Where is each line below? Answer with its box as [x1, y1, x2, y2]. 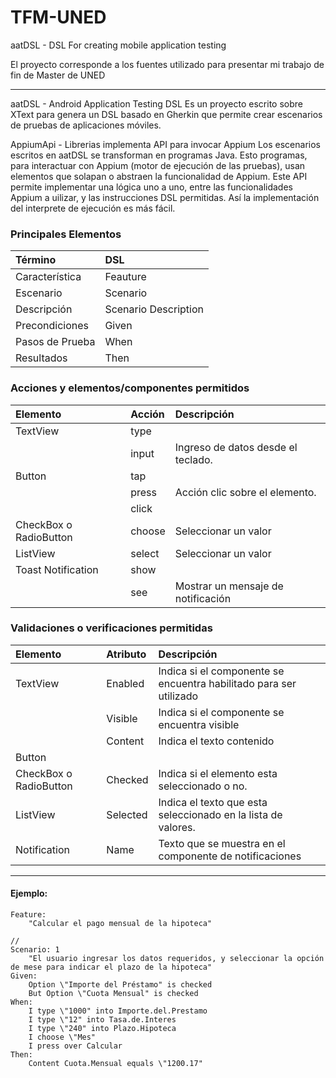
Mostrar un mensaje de [174, 579, 284, 593]
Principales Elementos [10, 227, 122, 241]
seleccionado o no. [158, 779, 248, 793]
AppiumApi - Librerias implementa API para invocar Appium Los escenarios [10, 138, 321, 150]
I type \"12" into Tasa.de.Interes [28, 1015, 177, 1025]
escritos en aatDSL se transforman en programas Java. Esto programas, [10, 149, 308, 161]
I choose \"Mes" [28, 1032, 97, 1043]
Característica [15, 270, 82, 284]
